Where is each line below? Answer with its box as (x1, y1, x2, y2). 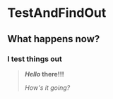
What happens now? (7, 33, 100, 45)
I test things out (7, 54, 62, 64)
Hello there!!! (24, 70, 65, 78)
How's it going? (24, 83, 71, 92)
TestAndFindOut (7, 5, 107, 21)
